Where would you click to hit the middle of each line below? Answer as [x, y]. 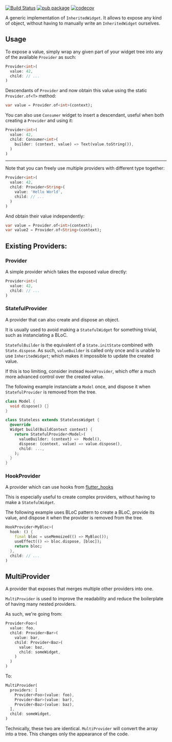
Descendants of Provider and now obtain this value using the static [76, 91]
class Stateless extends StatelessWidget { [52, 420]
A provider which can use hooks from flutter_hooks [59, 487]
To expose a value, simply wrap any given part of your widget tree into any [84, 52]
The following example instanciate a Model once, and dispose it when [78, 386]
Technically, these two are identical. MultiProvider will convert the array [81, 729]
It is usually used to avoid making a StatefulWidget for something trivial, [81, 330]
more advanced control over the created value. [55, 377]
